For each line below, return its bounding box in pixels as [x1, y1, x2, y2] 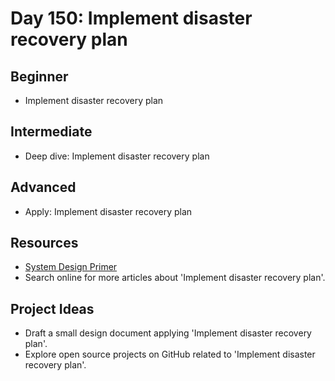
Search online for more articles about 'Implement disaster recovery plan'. [24, 272, 326, 284]
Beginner [10, 68, 69, 85]
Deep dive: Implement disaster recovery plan [24, 150, 210, 162]
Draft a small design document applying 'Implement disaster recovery [24, 327, 312, 339]
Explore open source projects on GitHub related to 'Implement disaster [24, 348, 316, 361]
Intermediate [10, 123, 93, 141]
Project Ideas [10, 300, 95, 317]
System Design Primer [24, 261, 118, 273]
